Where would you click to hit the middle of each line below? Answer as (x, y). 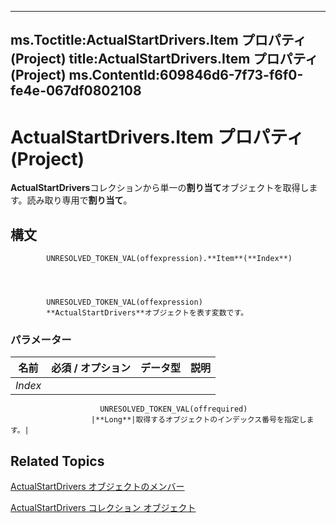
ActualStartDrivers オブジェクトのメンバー (97, 487)
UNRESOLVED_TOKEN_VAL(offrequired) (173, 409)
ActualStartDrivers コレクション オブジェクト (103, 508)
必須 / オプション (91, 368)
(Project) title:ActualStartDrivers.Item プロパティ (164, 59)
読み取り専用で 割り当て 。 (79, 200)
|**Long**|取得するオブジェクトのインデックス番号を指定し (198, 420)
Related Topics (57, 461)
